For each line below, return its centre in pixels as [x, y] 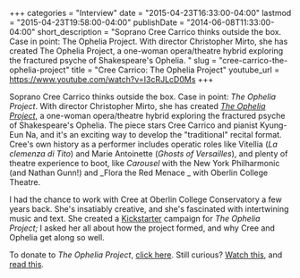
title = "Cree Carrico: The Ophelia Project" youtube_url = [176, 70]
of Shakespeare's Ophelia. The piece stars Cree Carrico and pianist [133, 125]
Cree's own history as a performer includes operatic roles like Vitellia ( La [143, 144]
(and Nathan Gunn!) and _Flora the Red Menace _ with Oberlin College [139, 173]
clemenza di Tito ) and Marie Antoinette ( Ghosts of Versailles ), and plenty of [149, 154]
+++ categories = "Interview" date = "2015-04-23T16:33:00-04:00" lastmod [150, 13]
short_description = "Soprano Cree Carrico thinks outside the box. [159, 32]
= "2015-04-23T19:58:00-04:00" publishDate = [97, 22]
